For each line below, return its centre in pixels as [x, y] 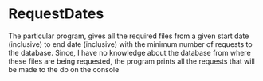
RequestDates [56, 14]
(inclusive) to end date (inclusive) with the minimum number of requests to [130, 44]
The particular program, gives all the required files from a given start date [129, 36]
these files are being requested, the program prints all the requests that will [131, 61]
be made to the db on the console [64, 69]
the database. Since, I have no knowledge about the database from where [130, 52]
